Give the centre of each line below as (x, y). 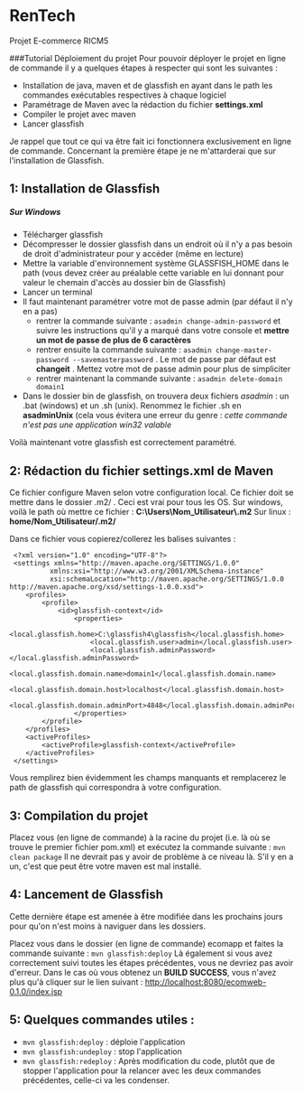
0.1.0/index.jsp (36, 991)
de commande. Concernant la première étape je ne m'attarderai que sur (143, 151)
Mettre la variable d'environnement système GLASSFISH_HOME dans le (156, 264)
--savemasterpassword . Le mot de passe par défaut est (174, 360)
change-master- (244, 351)
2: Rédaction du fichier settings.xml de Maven (142, 471)
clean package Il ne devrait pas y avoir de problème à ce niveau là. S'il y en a (151, 856)
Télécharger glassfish (63, 235)
